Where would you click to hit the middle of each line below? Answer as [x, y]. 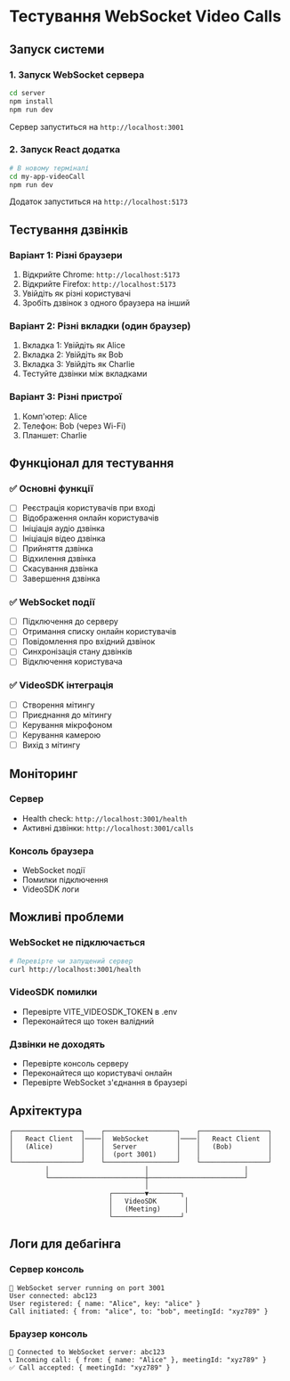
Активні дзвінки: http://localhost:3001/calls [108, 828]
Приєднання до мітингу [67, 715]
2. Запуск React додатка [65, 150]
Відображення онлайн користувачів [90, 518]
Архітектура [46, 1111]
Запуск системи [57, 49]
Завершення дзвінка [61, 578]
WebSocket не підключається [77, 943]
